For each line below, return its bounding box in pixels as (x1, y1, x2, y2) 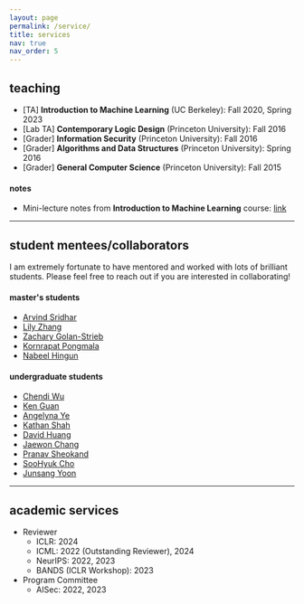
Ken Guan (22, 401, 60, 411)
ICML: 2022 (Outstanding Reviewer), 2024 (35, 546, 195, 557)
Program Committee (22, 575, 98, 586)
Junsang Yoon (22, 467, 77, 479)
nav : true (9, 38, 47, 48)
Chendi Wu (22, 391, 65, 402)
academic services (9, 503, 119, 518)
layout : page (9, 13, 59, 23)
